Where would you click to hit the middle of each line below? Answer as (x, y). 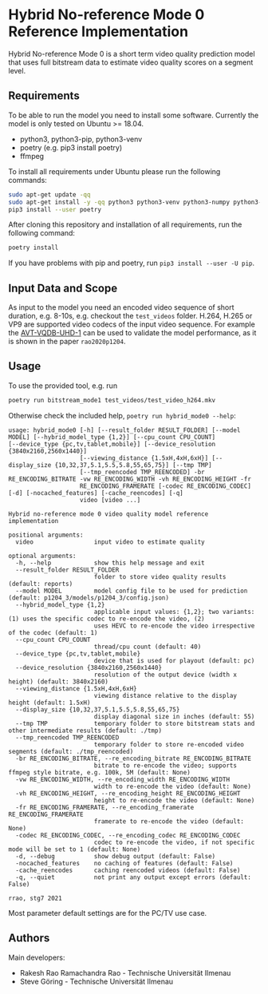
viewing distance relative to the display (166, 695)
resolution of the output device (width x (166, 675)
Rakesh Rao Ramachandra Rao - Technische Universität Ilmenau (125, 972)
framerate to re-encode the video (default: (169, 821)
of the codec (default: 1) (53, 632)
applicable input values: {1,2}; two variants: (174, 612)
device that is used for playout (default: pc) (174, 660)
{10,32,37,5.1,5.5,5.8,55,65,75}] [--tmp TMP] (134, 465)
